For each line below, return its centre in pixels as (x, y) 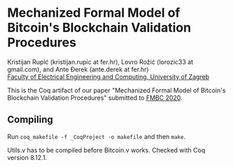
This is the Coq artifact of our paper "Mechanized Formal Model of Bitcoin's (116, 90)
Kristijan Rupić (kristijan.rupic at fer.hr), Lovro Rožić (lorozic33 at (100, 61)
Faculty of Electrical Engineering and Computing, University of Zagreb (108, 77)
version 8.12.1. (27, 157)
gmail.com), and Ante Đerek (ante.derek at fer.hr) (78, 69)
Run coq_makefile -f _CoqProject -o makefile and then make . (97, 136)
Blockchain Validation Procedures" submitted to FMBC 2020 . (95, 97)
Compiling (30, 120)
